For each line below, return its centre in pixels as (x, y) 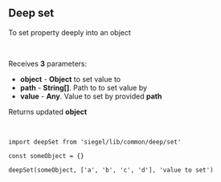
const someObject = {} (46, 156)
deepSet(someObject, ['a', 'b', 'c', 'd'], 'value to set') (111, 170)
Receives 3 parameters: (48, 63)
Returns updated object (48, 111)
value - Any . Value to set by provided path (91, 96)
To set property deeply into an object (70, 32)
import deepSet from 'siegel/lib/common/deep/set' (95, 142)
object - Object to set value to (70, 79)
